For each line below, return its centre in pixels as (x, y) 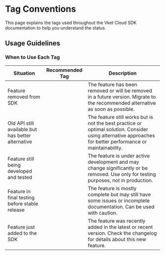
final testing (21, 198)
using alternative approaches (121, 135)
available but (22, 129)
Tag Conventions (41, 9)
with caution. (103, 213)
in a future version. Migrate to (122, 97)
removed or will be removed (120, 90)
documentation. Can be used (121, 206)
